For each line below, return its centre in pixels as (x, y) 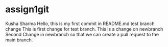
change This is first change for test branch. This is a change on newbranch (84, 29)
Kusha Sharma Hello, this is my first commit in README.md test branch (80, 24)
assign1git (27, 9)
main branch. (19, 40)
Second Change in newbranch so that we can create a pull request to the (82, 34)
